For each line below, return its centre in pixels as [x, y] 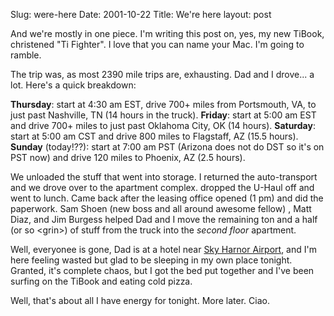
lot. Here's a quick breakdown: [73, 85]
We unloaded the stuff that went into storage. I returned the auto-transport [164, 177]
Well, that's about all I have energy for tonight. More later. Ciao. [140, 300]
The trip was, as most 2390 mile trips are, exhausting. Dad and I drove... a [162, 74]
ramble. [26, 55]
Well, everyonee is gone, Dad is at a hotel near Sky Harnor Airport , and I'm [163, 249]
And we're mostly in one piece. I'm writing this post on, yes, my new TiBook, [167, 33]
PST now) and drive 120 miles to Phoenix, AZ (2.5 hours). [128, 157]
